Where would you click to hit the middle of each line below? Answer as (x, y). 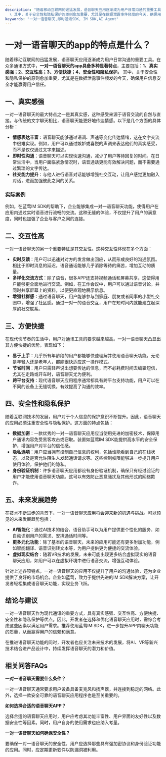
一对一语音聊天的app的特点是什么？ (78, 45)
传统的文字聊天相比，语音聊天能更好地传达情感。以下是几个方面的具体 (89, 121)
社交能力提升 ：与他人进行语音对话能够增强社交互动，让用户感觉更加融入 (86, 174)
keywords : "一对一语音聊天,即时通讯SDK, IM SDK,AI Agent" (62, 19)
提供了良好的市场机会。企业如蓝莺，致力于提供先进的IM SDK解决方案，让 (80, 577)
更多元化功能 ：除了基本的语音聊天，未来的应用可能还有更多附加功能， (84, 542)
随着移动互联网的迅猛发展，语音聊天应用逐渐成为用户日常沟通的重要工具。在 (83, 59)
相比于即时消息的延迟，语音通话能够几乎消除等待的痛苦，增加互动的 (82, 266)
